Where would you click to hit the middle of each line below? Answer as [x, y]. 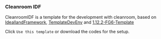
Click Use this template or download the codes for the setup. [67, 32]
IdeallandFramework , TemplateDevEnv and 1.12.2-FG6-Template [69, 22]
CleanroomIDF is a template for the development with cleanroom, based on [81, 17]
